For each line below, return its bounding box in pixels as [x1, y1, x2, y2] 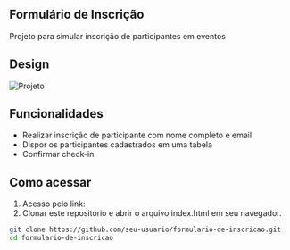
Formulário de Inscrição [9, 7, 145, 22]
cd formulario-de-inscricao [9, 234, 114, 243]
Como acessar [9, 174, 92, 190]
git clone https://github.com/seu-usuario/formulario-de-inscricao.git [9, 225, 281, 235]
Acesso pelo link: [21, 198, 86, 209]
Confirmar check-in [21, 149, 95, 160]
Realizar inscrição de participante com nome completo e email [21, 129, 253, 141]
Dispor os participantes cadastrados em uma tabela [21, 139, 212, 150]
